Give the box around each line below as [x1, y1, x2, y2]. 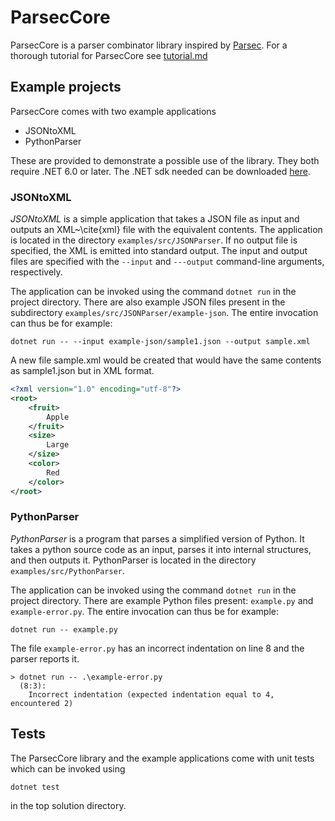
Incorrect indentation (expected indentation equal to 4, [28, 689, 275, 700]
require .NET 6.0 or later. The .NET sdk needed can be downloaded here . [10, 165, 311, 177]
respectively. [10, 266, 63, 278]
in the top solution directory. [10, 799, 127, 811]
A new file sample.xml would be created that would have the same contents [10, 354, 322, 366]
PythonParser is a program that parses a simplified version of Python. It [10, 532, 305, 545]
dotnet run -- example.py [10, 624, 118, 635]
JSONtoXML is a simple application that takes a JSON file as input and [10, 213, 300, 225]
